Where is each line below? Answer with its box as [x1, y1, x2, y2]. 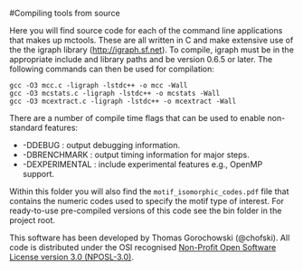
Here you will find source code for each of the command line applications [9, 25, 283, 35]
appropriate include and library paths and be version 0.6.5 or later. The [9, 54, 273, 64]
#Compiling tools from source [9, 8, 120, 18]
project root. [9, 215, 56, 225]
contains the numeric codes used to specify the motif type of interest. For [9, 196, 285, 206]
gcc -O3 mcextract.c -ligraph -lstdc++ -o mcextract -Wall [9, 97, 237, 106]
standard [9, 122, 43, 133]
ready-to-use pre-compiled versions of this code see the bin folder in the [9, 205, 282, 216]
